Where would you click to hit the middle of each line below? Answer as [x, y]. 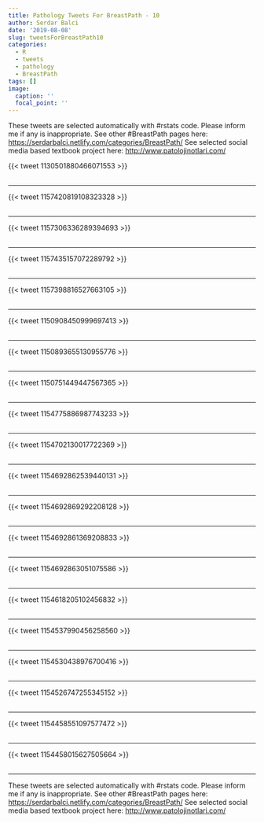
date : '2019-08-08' [40, 30]
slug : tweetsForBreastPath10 [56, 37]
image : [19, 89]
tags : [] [22, 81]
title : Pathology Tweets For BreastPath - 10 [84, 15]
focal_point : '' [42, 103]
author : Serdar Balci [44, 23]
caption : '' [35, 96]
